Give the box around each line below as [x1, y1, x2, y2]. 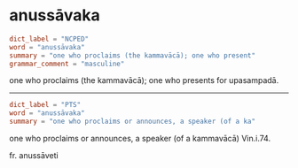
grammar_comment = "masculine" [9, 59, 125, 68]
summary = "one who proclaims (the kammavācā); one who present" [9, 50, 255, 60]
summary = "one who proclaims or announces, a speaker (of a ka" [9, 117, 255, 126]
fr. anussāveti [9, 150, 59, 161]
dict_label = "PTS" [9, 101, 82, 110]
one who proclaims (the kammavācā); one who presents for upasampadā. [9, 75, 279, 86]
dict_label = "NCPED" [9, 34, 90, 43]
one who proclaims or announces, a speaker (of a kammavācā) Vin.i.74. [9, 134, 271, 144]
